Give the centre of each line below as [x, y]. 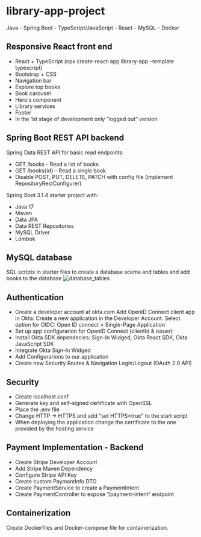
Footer [23, 112]
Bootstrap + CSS [36, 74]
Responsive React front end [59, 47]
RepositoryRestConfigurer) [48, 183]
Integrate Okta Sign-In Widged [53, 350]
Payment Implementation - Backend [75, 447]
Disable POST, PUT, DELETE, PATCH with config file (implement [94, 177]
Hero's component [38, 99]
